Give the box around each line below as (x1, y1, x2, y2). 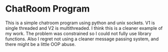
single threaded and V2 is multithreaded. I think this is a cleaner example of (5, 25, 163, 31)
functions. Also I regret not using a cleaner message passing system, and (5, 36, 159, 42)
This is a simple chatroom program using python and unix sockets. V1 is (5, 20, 155, 26)
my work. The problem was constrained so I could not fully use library (5, 30, 151, 36)
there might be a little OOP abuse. (5, 41, 76, 47)
